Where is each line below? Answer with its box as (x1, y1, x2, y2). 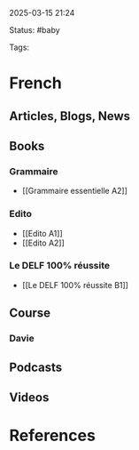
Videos (9, 390, 50, 405)
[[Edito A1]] (21, 228, 64, 238)
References (9, 426, 96, 446)
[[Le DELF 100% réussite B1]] (21, 279, 128, 290)
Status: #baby (9, 25, 60, 35)
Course (9, 306, 51, 321)
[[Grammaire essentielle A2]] (21, 186, 128, 197)
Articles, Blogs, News (9, 108, 131, 124)
